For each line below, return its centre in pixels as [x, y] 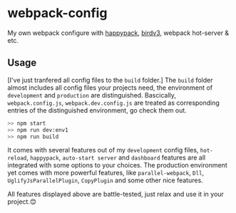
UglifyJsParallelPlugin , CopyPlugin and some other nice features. [105, 180]
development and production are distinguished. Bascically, [92, 95]
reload [17, 158]
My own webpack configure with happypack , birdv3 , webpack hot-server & [118, 33]
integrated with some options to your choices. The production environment [117, 165]
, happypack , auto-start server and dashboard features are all [116, 157]
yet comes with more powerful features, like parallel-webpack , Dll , [106, 173]
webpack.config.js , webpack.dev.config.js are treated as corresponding [113, 103]
